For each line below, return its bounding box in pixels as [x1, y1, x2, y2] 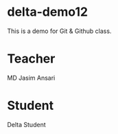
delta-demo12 [7, 4, 88, 20]
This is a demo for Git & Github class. [7, 27, 112, 35]
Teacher [7, 51, 56, 67]
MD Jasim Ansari [7, 74, 56, 82]
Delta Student [7, 120, 46, 129]
